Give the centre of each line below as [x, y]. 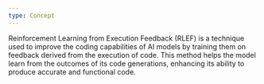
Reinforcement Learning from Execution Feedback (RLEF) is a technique [126, 38]
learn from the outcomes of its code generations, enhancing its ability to [126, 63]
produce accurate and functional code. [72, 71]
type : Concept [32, 15]
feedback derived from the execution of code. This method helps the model [132, 55]
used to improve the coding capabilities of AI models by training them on [127, 46]
